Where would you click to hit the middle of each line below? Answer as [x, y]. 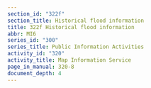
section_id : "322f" [36, 14]
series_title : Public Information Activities [75, 47]
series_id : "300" [33, 40]
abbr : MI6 [22, 34]
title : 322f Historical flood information [71, 27]
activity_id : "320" [36, 54]
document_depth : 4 [34, 73]
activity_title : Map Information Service [69, 60]
